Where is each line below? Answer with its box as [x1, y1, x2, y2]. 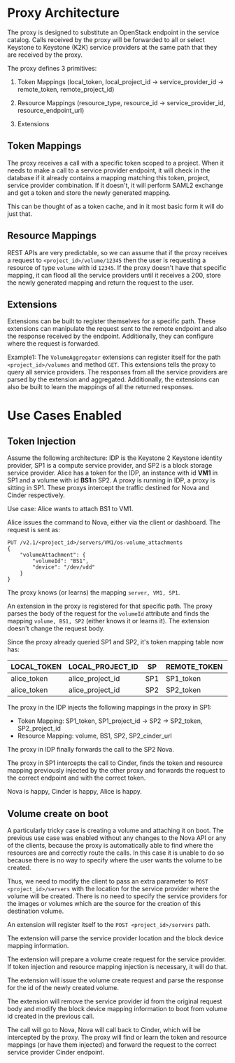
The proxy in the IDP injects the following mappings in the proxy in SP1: [7, 703, 212, 712]
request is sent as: [7, 526, 61, 534]
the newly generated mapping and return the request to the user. [7, 278, 194, 287]
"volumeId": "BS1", [32, 557, 90, 565]
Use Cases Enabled [7, 407, 122, 424]
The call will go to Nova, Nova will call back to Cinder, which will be [7, 1026, 201, 1034]
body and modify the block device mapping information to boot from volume [7, 1005, 227, 1013]
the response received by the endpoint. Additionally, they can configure [7, 332, 214, 341]
